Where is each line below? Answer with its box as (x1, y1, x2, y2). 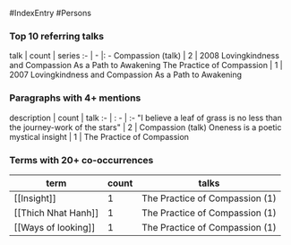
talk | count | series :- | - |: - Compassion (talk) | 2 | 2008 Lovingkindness (9, 50, 280, 61)
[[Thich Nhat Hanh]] (13, 206, 99, 219)
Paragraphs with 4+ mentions (9, 92, 141, 104)
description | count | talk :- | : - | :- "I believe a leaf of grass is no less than (9, 112, 282, 123)
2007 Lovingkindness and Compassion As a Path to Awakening (9, 69, 243, 80)
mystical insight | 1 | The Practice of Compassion (9, 131, 190, 142)
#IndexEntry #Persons (9, 8, 92, 18)
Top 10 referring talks (9, 30, 105, 42)
